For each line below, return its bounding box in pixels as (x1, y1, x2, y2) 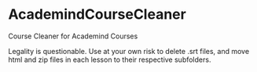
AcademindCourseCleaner (8, 5, 186, 23)
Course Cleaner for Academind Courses (8, 31, 138, 41)
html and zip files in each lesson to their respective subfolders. (8, 55, 211, 64)
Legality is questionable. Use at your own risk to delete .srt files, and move (8, 46, 250, 56)
